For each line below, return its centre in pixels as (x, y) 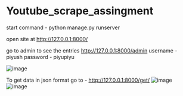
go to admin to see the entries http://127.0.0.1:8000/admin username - (92, 50)
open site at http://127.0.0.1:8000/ (47, 39)
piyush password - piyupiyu (40, 57)
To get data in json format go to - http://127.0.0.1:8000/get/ (78, 80)
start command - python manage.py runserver (63, 27)
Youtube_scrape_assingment (80, 11)
